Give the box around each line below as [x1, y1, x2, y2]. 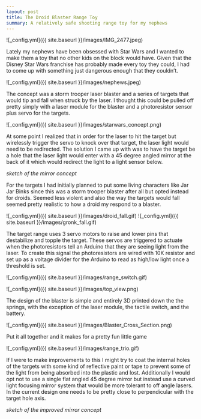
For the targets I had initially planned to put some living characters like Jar [6, 181, 189, 189]
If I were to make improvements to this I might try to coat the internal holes [6, 357, 190, 364]
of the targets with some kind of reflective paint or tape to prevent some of [6, 363, 191, 370]
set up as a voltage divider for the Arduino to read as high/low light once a [6, 256, 190, 263]
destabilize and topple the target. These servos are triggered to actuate [6, 237, 183, 244]
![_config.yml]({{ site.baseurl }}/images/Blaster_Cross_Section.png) [6, 322, 172, 329]
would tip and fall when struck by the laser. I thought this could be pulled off [6, 97, 194, 104]
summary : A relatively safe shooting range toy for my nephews [6, 20, 168, 26]
